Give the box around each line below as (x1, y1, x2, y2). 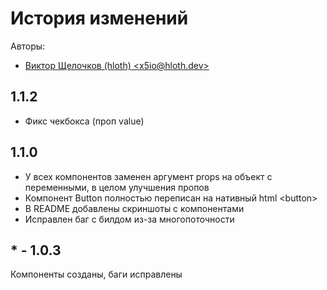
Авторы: (10, 40, 46, 52)
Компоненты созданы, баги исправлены (10, 268, 183, 281)
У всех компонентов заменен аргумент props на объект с (24, 170, 273, 182)
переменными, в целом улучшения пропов (24, 181, 210, 193)
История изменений (10, 7, 189, 30)
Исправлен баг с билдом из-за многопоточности (24, 213, 235, 225)
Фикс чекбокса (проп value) (24, 115, 145, 127)
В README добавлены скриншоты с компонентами (24, 202, 245, 214)
